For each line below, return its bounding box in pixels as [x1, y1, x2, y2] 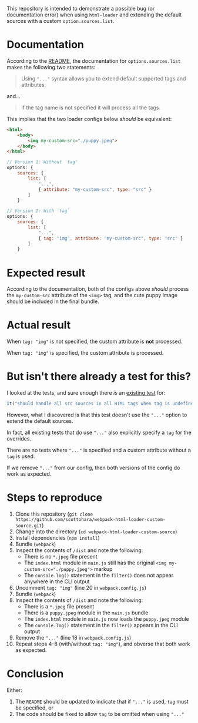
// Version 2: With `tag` [6, 208, 70, 214]
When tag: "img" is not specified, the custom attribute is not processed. [6, 338, 183, 345]
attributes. [21, 81, 46, 88]
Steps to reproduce [6, 491, 102, 505]
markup [93, 565, 113, 572]
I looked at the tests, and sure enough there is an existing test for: [6, 389, 166, 396]
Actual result [6, 318, 71, 332]
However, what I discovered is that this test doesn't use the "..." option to [6, 411, 187, 418]
